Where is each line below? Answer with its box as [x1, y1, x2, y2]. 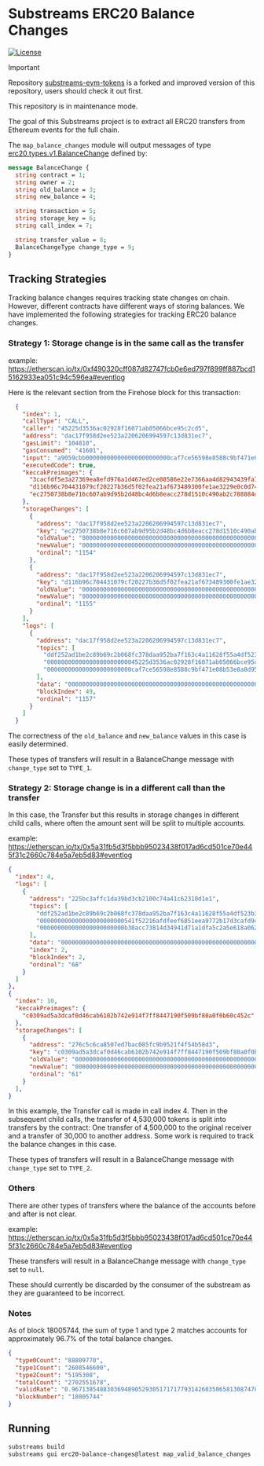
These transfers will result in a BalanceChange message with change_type [8, 1256, 246, 1266]
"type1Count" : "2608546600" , [15, 1364, 111, 1372]
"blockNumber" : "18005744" [15, 1393, 104, 1401]
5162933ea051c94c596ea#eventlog [8, 372, 126, 382]
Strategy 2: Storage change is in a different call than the [8, 782, 225, 793]
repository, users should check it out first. [8, 86, 144, 95]
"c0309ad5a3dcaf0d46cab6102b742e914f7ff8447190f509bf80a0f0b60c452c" [22, 1011, 255, 1020]
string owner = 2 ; [15, 178, 76, 186]
